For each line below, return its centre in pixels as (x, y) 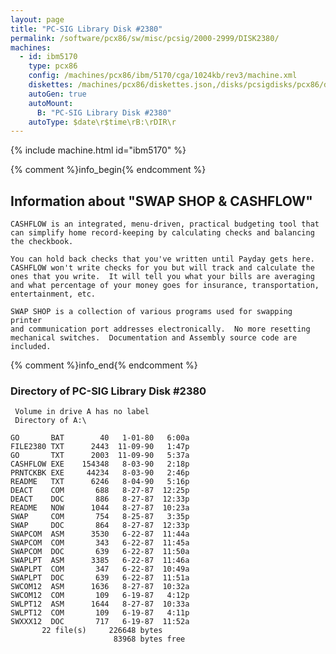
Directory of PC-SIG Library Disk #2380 (108, 391)
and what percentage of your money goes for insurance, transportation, (165, 286)
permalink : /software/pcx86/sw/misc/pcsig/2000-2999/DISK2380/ (145, 38)
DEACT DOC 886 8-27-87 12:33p (100, 499)
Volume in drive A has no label (82, 412)
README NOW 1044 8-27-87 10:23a (100, 508)
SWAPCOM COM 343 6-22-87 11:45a (100, 543)
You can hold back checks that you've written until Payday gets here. (162, 259)
